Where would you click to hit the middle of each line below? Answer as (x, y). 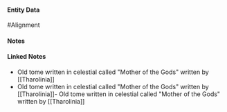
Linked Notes (27, 57)
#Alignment (24, 25)
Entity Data (24, 10)
